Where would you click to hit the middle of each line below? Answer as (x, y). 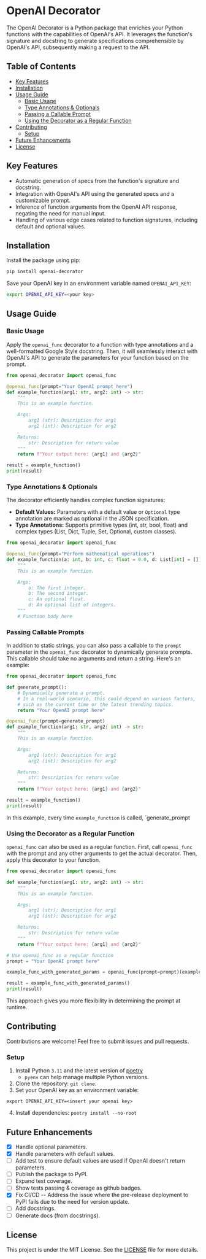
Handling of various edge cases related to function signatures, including (106, 220)
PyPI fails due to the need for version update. (72, 1202)
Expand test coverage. (44, 1181)
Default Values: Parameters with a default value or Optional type (97, 512)
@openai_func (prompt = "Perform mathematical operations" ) (81, 554)
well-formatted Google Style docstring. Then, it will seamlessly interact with (102, 351)
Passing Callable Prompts (45, 632)
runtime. (17, 1007)
